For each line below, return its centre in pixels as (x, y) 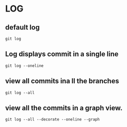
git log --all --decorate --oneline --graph (52, 119)
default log (23, 27)
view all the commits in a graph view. (64, 108)
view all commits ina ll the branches (62, 81)
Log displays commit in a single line (62, 54)
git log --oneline (24, 66)
